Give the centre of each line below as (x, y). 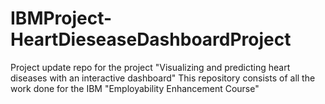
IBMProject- (61, 18)
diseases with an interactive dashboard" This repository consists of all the (163, 78)
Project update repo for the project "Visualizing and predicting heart (150, 67)
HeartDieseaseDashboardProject (151, 39)
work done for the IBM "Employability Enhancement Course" (135, 88)
